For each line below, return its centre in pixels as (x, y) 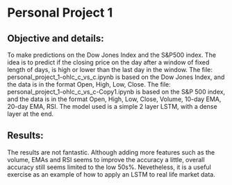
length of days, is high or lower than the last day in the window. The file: (110, 70)
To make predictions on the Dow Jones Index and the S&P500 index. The (112, 55)
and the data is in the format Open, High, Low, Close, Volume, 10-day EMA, (114, 99)
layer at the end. (31, 114)
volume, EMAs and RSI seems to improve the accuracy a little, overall (106, 159)
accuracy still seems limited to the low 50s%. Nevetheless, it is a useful (109, 167)
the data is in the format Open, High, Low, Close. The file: (89, 84)
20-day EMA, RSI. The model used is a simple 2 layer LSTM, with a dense (112, 106)
